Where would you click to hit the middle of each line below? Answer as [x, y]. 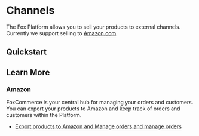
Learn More [28, 72]
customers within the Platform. [44, 115]
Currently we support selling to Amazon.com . [62, 33]
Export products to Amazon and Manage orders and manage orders [98, 126]
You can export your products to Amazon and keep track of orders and [93, 109]
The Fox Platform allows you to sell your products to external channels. [94, 27]
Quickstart [27, 52]
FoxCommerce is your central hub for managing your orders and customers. [100, 103]
